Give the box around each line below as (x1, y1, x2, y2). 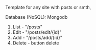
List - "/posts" (12, 24, 42, 30)
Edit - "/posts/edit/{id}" (12, 29, 62, 35)
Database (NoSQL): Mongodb (5, 14, 68, 20)
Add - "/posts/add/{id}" (12, 35, 63, 40)
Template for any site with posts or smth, (5, 5, 91, 10)
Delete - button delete (12, 40, 59, 46)
